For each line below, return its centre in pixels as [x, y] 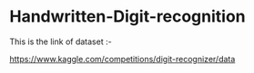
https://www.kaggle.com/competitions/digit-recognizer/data [122, 59]
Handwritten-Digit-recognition [127, 17]
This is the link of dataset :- [61, 41]
